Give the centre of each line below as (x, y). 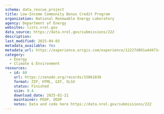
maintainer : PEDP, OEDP (38, 100)
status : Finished (31, 86)
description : (18, 37)
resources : (16, 68)
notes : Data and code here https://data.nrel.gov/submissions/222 (83, 104)
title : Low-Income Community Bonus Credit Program (58, 14)
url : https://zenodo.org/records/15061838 (58, 77)
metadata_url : (20, 50)
